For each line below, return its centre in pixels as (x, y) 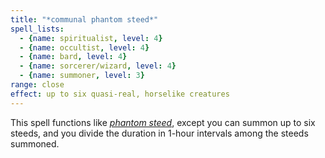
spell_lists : (37, 29)
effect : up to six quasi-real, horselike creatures (120, 94)
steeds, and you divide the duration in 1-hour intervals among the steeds (159, 133)
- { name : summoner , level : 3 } (82, 76)
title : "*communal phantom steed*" (84, 19)
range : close (37, 85)
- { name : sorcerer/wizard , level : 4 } (98, 66)
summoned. (35, 143)
